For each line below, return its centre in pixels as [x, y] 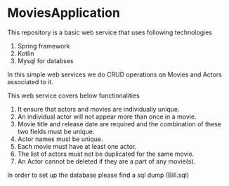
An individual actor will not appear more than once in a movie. [107, 117]
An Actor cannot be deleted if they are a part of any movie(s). [106, 161]
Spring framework [44, 46]
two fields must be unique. [56, 131]
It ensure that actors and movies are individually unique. [99, 109]
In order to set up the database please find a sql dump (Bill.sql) [98, 175]
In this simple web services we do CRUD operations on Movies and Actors [115, 74]
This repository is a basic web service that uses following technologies [110, 32]
